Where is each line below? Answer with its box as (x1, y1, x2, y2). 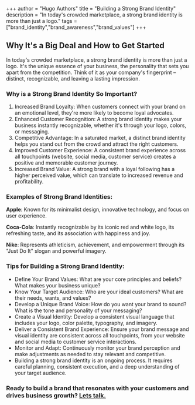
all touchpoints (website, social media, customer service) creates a (14, 153, 176, 160)
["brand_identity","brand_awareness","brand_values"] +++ (6, 24, 146, 31)
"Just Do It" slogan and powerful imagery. (6, 247, 107, 255)
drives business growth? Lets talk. (6, 391, 107, 399)
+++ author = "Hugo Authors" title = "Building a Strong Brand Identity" (6, 5, 176, 12)
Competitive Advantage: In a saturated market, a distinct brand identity (14, 135, 186, 142)
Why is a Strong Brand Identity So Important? (6, 89, 138, 98)
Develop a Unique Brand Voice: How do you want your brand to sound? (14, 300, 187, 307)
